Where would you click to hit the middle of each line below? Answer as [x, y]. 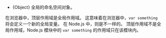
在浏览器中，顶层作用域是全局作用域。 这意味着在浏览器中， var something [82, 18]
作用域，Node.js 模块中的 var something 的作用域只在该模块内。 [75, 30]
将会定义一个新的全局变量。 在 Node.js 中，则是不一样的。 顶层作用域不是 [81, 24]
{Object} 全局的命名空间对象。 [44, 7]
